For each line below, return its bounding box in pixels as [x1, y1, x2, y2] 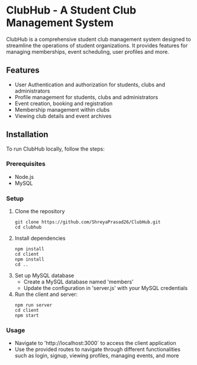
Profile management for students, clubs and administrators [14, 93, 159, 100]
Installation [6, 129, 49, 139]
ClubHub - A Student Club [6, 4, 137, 17]
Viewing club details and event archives [14, 112, 112, 119]
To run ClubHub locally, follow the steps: [6, 145, 105, 152]
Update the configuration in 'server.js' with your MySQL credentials [23, 285, 188, 292]
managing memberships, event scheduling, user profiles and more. [6, 48, 170, 55]
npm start [14, 312, 40, 319]
